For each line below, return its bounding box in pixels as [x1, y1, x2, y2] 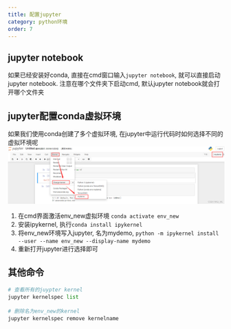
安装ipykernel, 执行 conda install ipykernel [17, 220, 143, 228]
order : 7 [8, 25, 33, 32]
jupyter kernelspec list [8, 293, 79, 300]
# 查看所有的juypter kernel [8, 286, 83, 293]
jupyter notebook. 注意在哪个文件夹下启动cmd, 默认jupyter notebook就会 [8, 80, 214, 88]
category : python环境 [8, 18, 68, 25]
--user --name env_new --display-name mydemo [17, 238, 151, 245]
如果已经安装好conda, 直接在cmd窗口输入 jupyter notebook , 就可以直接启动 [8, 71, 221, 79]
